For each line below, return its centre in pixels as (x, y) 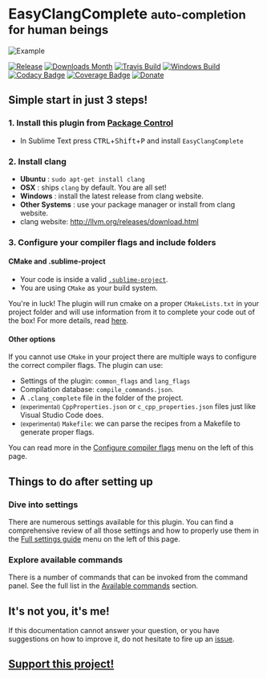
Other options (32, 339)
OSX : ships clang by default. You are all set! (93, 187)
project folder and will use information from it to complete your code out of (131, 312)
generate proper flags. (57, 432)
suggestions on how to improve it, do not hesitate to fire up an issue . (121, 639)
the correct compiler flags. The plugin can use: (86, 366)
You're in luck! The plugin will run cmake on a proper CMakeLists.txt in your (133, 304)
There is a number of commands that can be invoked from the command (128, 577)
